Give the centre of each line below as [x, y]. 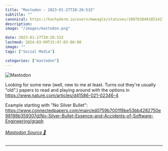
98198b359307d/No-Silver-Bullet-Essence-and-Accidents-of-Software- [79, 115]
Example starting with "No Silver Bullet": [46, 105]
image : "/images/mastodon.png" [38, 29]
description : [19, 24]
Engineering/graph [24, 121]
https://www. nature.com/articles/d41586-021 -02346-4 [62, 95]
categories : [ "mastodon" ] [32, 61]
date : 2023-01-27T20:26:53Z [34, 38]
